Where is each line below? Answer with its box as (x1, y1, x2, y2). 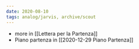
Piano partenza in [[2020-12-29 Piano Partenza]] (14, 36, 134, 43)
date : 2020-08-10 (6, 8, 49, 15)
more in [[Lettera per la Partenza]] (14, 30, 98, 37)
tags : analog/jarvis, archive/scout (6, 14, 96, 20)
